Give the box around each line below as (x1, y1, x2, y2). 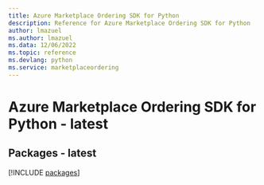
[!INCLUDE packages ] (8, 167, 80, 177)
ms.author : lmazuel (8, 33, 73, 42)
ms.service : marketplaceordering (8, 64, 119, 72)
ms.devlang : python (8, 57, 73, 65)
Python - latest (8, 115, 109, 132)
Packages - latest (8, 147, 97, 160)
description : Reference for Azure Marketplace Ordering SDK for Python (8, 19, 250, 27)
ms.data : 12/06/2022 (8, 41, 77, 49)
